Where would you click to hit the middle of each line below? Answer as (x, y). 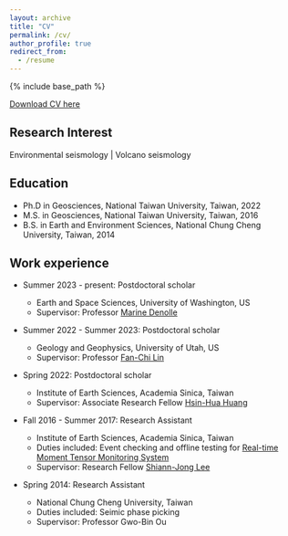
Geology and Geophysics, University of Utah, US (128, 348)
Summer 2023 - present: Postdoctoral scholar (109, 285)
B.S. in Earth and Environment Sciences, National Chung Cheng (142, 225)
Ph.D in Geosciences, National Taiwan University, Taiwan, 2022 (142, 205)
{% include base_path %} (57, 86)
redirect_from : (38, 52)
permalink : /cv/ (40, 35)
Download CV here (45, 104)
